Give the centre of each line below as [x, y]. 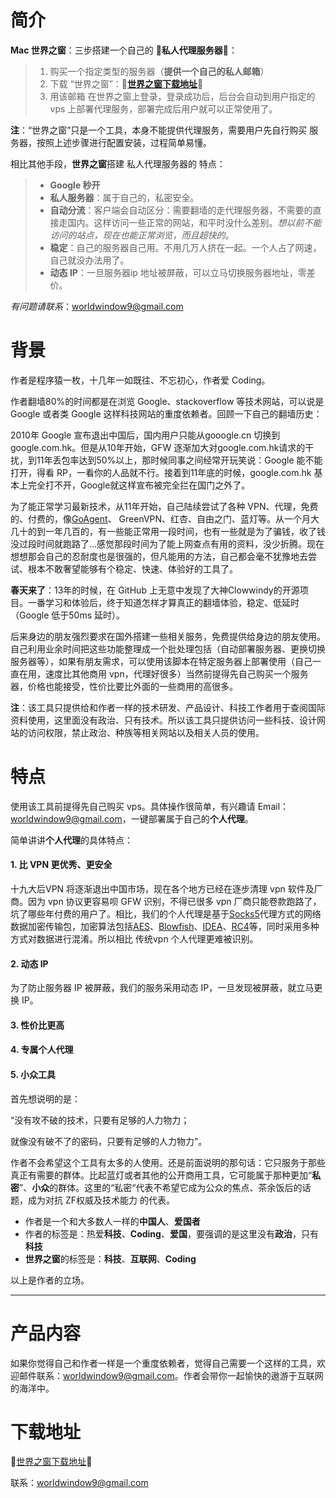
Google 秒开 [75, 185]
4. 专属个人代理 [42, 1050]
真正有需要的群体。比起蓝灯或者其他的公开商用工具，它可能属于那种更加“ [161, 1175]
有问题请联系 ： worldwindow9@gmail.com [97, 306]
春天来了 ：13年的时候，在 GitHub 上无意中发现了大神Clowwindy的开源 [155, 590]
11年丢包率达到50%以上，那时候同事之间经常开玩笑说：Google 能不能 [179, 460]
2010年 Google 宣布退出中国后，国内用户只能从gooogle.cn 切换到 [145, 435]
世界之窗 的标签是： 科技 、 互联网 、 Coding [110, 1258]
